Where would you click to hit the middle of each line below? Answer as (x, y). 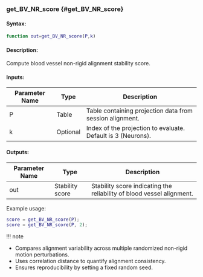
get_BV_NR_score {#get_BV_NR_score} (65, 9)
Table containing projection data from (140, 111)
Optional (68, 132)
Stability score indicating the (132, 186)
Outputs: (18, 152)
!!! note (15, 236)
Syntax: (16, 24)
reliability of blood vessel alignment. (142, 194)
